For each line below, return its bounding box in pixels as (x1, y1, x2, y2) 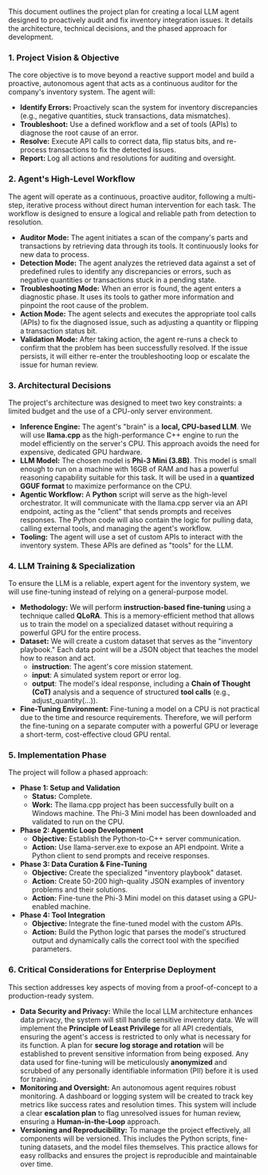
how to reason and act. (19, 654, 96, 663)
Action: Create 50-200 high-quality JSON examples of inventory (31, 876, 245, 886)
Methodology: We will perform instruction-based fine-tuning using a (19, 603, 251, 612)
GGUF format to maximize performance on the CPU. (19, 481, 192, 490)
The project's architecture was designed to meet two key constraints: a (8, 398, 242, 407)
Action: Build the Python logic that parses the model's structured (31, 928, 246, 937)
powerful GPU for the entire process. (19, 628, 141, 638)
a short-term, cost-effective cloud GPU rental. (19, 730, 171, 739)
